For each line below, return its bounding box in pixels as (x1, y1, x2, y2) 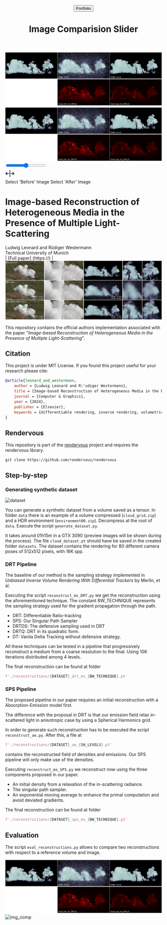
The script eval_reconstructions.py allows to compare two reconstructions (5, 844, 160, 850)
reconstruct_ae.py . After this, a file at (5, 732, 82, 738)
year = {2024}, (14, 399, 46, 404)
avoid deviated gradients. (12, 797, 65, 803)
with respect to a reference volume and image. (5, 849, 101, 855)
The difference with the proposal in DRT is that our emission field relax (5, 712, 150, 718)
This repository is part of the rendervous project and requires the (5, 442, 138, 448)
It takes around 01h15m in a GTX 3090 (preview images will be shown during (5, 532, 162, 538)
